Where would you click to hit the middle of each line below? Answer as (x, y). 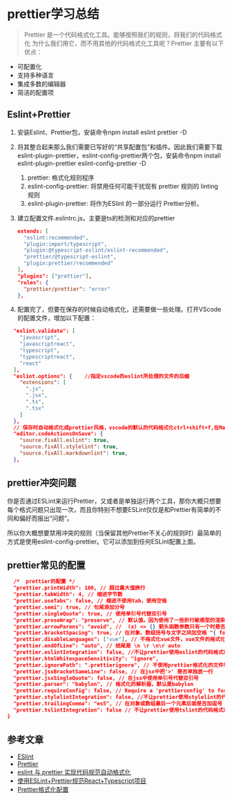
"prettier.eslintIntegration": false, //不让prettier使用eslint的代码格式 (118, 652)
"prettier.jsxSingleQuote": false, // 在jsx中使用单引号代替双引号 (106, 678)
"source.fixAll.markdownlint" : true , (74, 453)
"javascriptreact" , (48, 344)
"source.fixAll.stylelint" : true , (69, 447)
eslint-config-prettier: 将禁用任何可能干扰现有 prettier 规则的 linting (123, 186)
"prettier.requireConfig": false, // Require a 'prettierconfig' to (114, 691)
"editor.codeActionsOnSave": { (58, 434)
